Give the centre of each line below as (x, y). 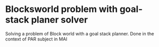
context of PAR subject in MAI (36, 39)
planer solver (59, 20)
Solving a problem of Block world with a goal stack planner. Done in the (80, 33)
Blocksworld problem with (62, 9)
